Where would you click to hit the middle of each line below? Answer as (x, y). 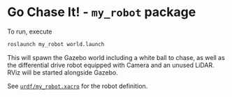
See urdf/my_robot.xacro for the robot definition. (78, 86)
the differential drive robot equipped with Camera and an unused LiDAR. (111, 65)
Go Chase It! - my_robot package (102, 12)
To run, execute (30, 31)
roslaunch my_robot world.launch (56, 44)
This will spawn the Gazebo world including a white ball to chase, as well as (116, 57)
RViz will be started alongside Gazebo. (63, 72)
